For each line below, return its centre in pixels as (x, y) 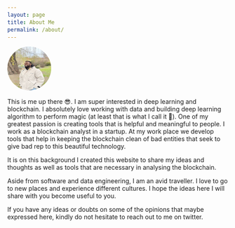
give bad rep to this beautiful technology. (67, 147)
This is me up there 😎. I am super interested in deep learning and (102, 102)
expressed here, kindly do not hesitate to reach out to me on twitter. (105, 217)
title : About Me (31, 22)
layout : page (26, 15)
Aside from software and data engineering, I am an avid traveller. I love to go (117, 181)
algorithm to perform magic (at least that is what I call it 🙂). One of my (108, 116)
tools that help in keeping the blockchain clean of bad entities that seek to (114, 139)
